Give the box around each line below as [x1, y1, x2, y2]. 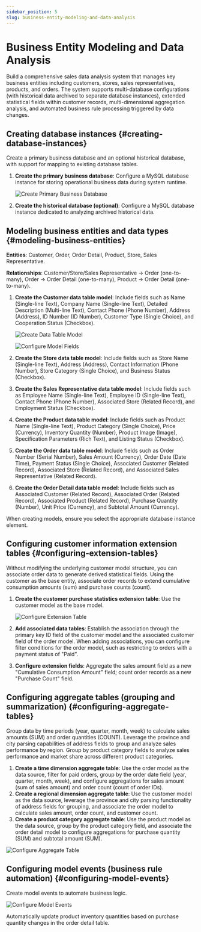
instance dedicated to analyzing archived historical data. [14, 208, 155, 216]
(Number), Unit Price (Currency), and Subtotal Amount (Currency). [14, 503, 179, 511]
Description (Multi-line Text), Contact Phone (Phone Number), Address [14, 306, 190, 314]
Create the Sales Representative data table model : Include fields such [14, 385, 191, 393]
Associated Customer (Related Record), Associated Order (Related [14, 491, 180, 498]
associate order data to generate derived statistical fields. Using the [6, 570, 174, 578]
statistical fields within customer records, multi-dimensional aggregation [6, 99, 185, 106]
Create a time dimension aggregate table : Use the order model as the [14, 764, 189, 771]
